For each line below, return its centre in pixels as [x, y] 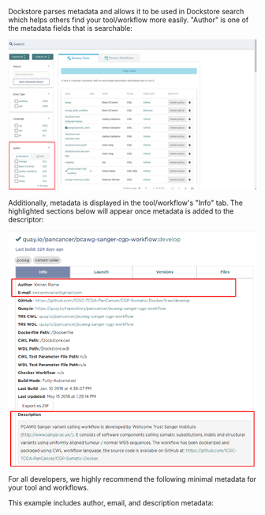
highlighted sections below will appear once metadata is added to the [121, 211]
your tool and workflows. [49, 487]
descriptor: [26, 220]
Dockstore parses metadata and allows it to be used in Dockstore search [126, 11]
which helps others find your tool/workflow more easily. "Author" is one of [129, 20]
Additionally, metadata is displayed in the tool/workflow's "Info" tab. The [125, 203]
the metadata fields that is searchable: [70, 28]
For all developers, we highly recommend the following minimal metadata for [132, 479]
